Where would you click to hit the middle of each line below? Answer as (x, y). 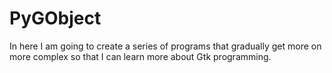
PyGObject (55, 18)
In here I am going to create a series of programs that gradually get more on (165, 46)
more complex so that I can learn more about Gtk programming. (140, 56)
